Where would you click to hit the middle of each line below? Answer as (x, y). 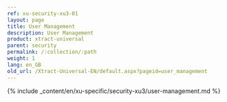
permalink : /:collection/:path (52, 52)
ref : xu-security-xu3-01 (43, 13)
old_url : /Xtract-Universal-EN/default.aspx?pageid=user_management (107, 71)
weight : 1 (21, 59)
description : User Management (51, 33)
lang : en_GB (24, 65)
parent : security (32, 45)
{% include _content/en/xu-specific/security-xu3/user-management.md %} (114, 91)
